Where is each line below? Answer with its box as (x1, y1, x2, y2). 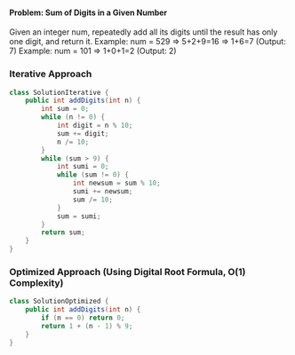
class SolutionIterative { (9, 88, 109, 97)
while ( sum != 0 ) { (56, 170, 129, 179)
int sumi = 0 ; (56, 162, 109, 171)
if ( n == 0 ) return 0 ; (41, 313, 125, 323)
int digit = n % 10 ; (56, 121, 133, 130)
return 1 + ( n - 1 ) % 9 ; (41, 321, 133, 330)
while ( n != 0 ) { (41, 113, 105, 122)
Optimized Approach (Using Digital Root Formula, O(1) (9, 265, 246, 278)
